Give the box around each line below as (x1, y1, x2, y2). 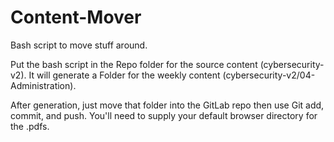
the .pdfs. (10, 120, 50, 132)
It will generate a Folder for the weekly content (28, 69, 221, 81)
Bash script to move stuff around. (10, 39, 148, 51)
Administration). (10, 79, 77, 91)
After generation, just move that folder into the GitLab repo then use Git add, (10, 99, 325, 111)
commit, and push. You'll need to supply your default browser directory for (10, 109, 318, 121)
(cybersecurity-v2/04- (222, 69, 316, 81)
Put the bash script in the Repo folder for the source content (10, 58, 258, 70)
